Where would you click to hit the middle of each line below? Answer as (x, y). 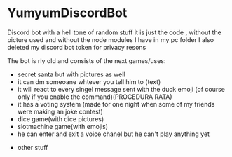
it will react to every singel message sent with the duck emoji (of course (121, 89)
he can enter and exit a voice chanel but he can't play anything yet (114, 134)
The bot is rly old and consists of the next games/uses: (87, 60)
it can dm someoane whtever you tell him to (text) (89, 81)
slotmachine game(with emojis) (63, 126)
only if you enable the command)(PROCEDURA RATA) (95, 97)
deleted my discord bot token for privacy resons (77, 47)
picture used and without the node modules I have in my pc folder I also (111, 39)
